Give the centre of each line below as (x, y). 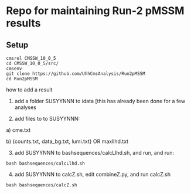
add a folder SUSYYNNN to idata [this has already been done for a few (100, 101)
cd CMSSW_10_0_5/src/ (33, 63)
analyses (25, 107)
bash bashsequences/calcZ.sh (42, 185)
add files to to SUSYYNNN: (47, 119)
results (23, 23)
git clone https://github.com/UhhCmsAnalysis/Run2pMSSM (76, 74)
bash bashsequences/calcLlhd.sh (45, 164)
